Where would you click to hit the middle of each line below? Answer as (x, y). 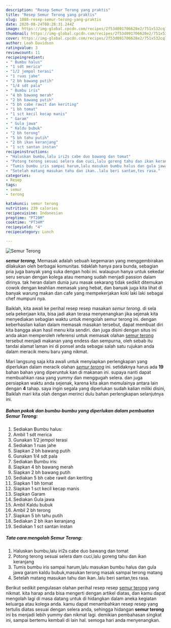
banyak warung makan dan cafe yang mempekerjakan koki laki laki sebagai (85, 293)
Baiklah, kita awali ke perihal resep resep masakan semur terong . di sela (81, 308)
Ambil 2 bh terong (32, 510)
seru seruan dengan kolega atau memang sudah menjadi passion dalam (81, 277)
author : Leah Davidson (30, 43)
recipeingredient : (25, 57)
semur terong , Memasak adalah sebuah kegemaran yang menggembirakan (85, 260)
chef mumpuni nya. (26, 298)
